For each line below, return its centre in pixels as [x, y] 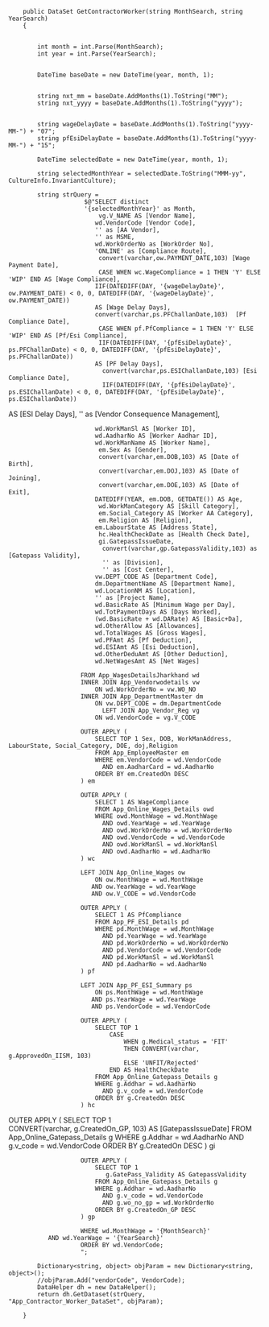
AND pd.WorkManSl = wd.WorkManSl [158, 957]
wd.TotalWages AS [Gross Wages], [151, 633]
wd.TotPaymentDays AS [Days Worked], [158, 612]
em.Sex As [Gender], [132, 450]
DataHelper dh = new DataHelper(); [97, 1288]
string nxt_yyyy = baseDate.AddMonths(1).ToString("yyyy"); [140, 103]
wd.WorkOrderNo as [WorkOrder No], [155, 244]
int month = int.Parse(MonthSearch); [100, 47]
